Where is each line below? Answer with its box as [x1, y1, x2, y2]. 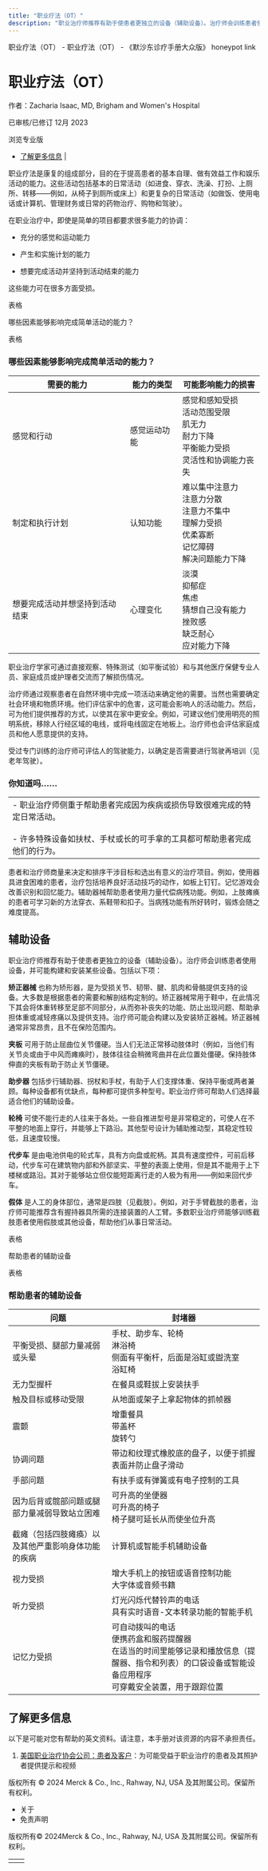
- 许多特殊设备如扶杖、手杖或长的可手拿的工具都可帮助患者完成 [12, 834, 251, 845]
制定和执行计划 [12, 517, 69, 528]
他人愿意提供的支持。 [22, 728, 93, 739]
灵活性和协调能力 [182, 454, 246, 466]
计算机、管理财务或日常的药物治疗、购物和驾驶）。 [22, 199, 187, 208]
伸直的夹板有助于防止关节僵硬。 [8, 1059, 113, 1068]
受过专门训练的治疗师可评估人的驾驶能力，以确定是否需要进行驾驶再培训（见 [8, 746, 260, 755]
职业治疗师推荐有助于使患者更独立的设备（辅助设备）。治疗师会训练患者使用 [8, 955, 257, 965]
